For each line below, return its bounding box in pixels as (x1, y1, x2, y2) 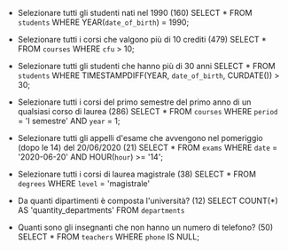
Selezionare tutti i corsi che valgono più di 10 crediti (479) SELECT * (17, 35, 268, 44)
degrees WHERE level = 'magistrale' (17, 178, 151, 189)
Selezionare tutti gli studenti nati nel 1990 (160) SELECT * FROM (17, 8, 253, 18)
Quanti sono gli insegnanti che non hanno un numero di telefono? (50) (17, 222, 274, 232)
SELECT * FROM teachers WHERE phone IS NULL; (17, 231, 199, 242)
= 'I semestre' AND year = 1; (17, 115, 121, 126)
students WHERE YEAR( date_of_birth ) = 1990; (17, 17, 190, 27)
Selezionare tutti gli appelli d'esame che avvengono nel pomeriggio (17, 133, 263, 143)
